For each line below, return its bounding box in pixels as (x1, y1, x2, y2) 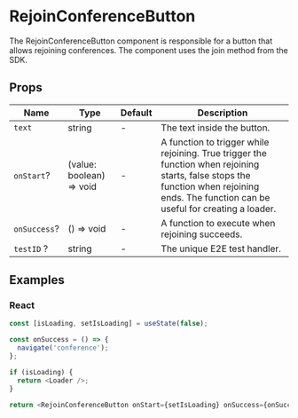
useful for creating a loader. (161, 202, 277, 215)
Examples (9, 272, 65, 288)
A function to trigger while (161, 136, 270, 148)
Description (197, 106, 248, 119)
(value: (67, 158, 97, 170)
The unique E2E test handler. (161, 242, 282, 255)
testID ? (13, 242, 49, 255)
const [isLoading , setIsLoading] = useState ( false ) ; (9, 319, 208, 328)
